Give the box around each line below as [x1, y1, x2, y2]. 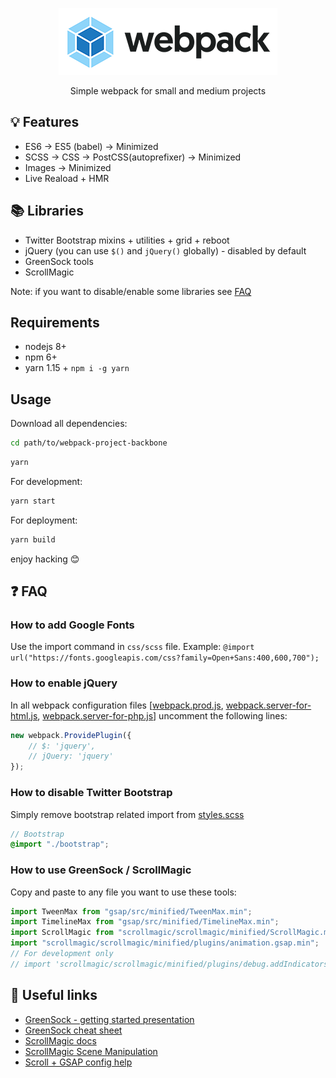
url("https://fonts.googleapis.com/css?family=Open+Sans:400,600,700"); [10, 653, 320, 663]
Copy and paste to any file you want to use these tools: [10, 886, 237, 898]
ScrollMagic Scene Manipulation [24, 1045, 158, 1057]
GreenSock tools [24, 255, 94, 267]
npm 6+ [24, 351, 58, 363]
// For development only [10, 949, 114, 959]
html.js [10, 709, 38, 722]
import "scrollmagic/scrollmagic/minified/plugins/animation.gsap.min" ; [10, 938, 320, 948]
